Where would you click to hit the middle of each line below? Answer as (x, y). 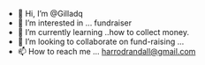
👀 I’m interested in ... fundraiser (75, 23)
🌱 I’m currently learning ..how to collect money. (103, 32)
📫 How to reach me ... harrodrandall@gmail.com (106, 51)
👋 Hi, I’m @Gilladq (50, 14)
